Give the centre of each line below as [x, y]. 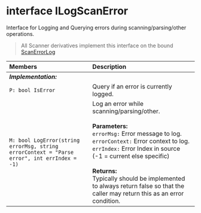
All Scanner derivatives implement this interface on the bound [97, 45]
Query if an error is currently [132, 86]
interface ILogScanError [67, 11]
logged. [103, 94]
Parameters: [110, 126]
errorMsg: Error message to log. [137, 133]
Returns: [105, 171]
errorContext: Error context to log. [141, 141]
